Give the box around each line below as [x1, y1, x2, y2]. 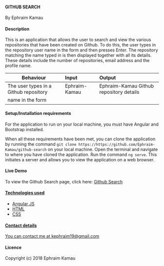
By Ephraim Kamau [5, 15, 43, 21]
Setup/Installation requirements [5, 111, 72, 116]
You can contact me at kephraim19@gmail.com [5, 233, 100, 239]
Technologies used [5, 190, 45, 196]
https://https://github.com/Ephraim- [78, 142, 155, 147]
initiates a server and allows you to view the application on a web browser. [5, 156, 155, 162]
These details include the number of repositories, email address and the [5, 58, 150, 64]
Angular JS [12, 201, 35, 207]
